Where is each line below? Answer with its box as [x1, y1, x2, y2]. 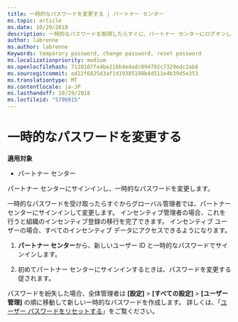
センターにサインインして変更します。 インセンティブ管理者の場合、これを [7, 208, 226, 217]
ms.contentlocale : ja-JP [7, 83, 81, 90]
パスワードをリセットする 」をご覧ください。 [27, 306, 158, 315]
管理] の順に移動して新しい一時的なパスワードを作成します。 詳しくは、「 [7, 298, 222, 306]
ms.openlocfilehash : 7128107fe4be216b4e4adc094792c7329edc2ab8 [7, 63, 199, 70]
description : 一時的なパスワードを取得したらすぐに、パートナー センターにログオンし [7, 30, 232, 38]
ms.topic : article [7, 17, 62, 24]
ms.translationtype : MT [7, 76, 78, 84]
